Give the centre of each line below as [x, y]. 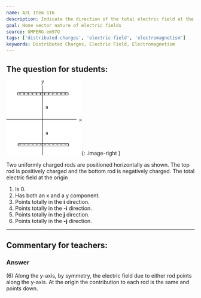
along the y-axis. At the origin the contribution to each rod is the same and [98, 282]
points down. [22, 288]
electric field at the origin [37, 177]
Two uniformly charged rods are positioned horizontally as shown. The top [98, 164]
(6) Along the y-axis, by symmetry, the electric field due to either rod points [99, 275]
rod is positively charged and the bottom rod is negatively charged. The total [100, 171]
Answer [18, 263]
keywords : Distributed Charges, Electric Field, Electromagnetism [91, 44]
